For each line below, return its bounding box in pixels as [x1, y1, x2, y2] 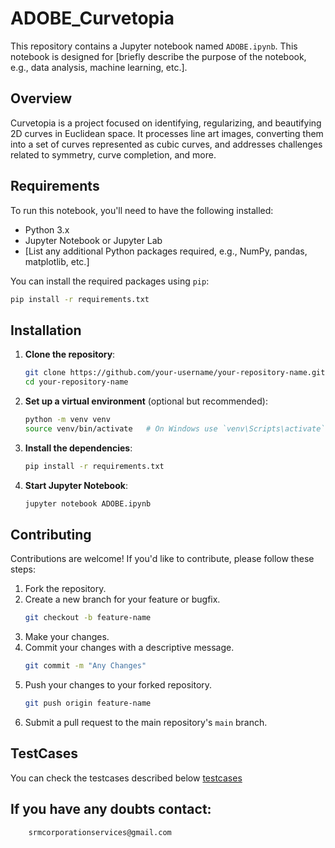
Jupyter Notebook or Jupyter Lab [24, 234, 163, 246]
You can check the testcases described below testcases [10, 772, 243, 784]
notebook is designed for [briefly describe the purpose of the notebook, [10, 50, 307, 62]
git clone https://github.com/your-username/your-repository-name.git [24, 368, 326, 378]
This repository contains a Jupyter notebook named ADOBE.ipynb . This [10, 40, 298, 52]
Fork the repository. [24, 583, 107, 595]
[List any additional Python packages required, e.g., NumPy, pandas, [24, 245, 308, 257]
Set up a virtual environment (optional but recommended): [24, 395, 268, 407]
